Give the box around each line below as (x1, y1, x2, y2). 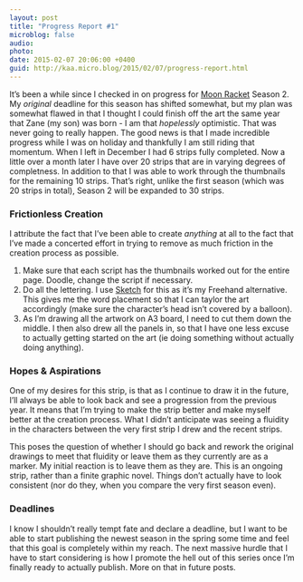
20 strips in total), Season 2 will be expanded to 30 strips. (9, 185, 224, 196)
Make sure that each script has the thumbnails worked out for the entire (22, 265, 290, 276)
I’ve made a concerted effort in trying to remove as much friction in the (9, 238, 274, 249)
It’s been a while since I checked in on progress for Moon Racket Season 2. (9, 88, 289, 100)
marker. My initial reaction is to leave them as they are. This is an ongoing (9, 461, 283, 471)
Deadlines (9, 502, 55, 515)
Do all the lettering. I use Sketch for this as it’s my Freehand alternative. (22, 285, 288, 296)
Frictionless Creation (9, 208, 104, 220)
